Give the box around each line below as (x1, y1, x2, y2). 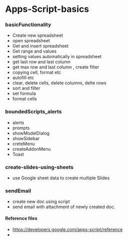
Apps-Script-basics (5, 3, 90, 15)
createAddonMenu (12, 146, 51, 152)
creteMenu (12, 141, 35, 147)
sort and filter (12, 85, 41, 91)
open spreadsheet (12, 38, 50, 44)
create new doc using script (12, 199, 70, 205)
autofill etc (12, 75, 34, 80)
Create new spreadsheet (12, 32, 63, 38)
